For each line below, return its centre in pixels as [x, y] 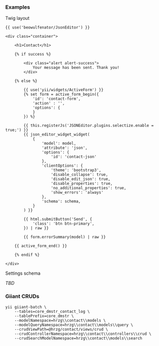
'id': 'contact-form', [57, 99]
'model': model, [59, 144]
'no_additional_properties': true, [88, 188]
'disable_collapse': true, [79, 175]
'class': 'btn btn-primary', [63, 224]
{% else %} [26, 81]
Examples [18, 7]
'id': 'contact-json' [74, 157]
